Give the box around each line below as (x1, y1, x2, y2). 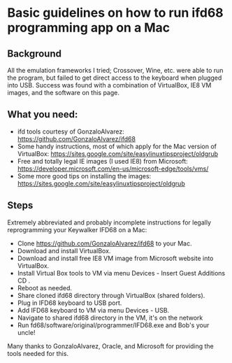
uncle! (17, 328, 36, 336)
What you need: (7, 108, 78, 120)
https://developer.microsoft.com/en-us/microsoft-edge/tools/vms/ (17, 164, 209, 173)
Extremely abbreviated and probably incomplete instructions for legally (7, 218, 212, 227)
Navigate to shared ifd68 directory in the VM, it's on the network (17, 313, 203, 322)
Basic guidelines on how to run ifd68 (7, 5, 224, 21)
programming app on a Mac (7, 20, 171, 36)
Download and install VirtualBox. (17, 246, 111, 255)
